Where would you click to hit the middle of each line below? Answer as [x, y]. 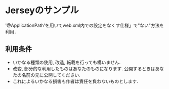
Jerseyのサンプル [42, 10]
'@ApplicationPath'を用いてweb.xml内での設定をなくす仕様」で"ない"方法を [85, 25]
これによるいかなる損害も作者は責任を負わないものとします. [75, 81]
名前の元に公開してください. [51, 75]
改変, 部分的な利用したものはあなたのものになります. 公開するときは [84, 68]
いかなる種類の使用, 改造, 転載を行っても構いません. [66, 62]
